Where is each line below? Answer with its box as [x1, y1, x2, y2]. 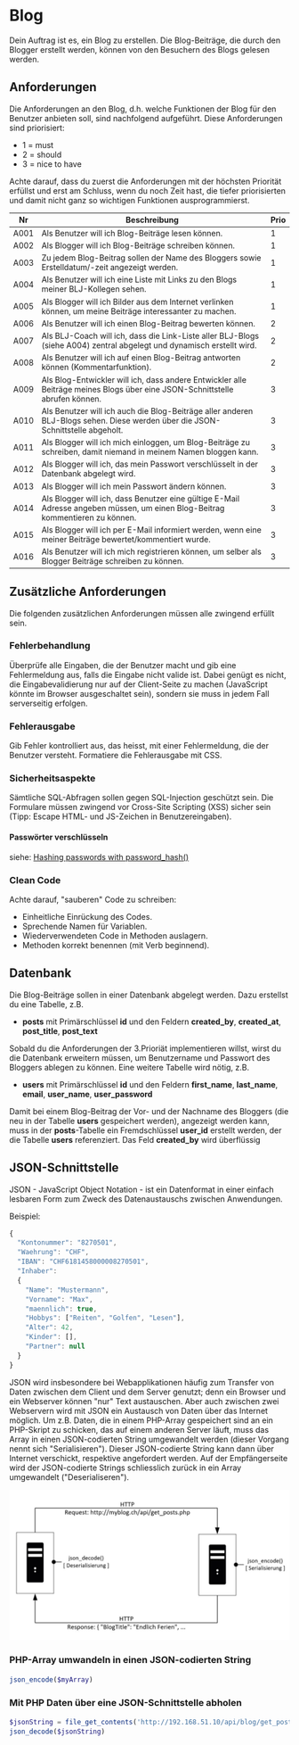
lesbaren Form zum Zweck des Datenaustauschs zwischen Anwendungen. [9, 1193, 283, 1204]
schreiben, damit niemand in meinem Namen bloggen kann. [41, 447, 259, 457]
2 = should [21, 149, 62, 160]
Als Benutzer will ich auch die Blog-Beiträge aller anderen [41, 405, 254, 416]
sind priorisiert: [9, 122, 65, 133]
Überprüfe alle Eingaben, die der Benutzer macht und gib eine [9, 659, 237, 670]
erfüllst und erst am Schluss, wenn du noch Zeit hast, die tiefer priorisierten [9, 185, 287, 196]
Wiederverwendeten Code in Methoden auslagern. [21, 930, 208, 941]
